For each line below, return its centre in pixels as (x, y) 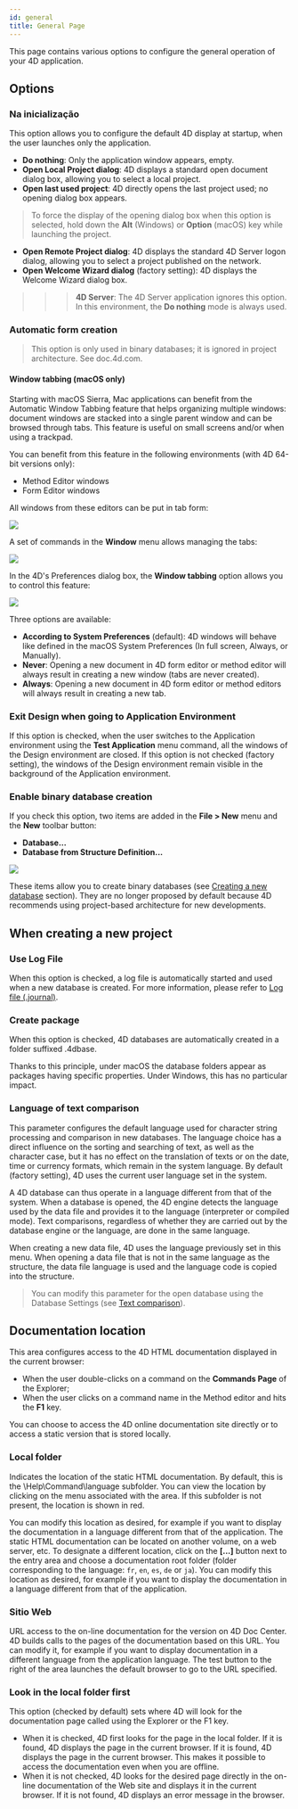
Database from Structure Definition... (93, 852)
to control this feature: (50, 585)
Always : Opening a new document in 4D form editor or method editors (152, 684)
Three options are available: (60, 619)
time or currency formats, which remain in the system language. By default (146, 1165)
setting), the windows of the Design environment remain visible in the (136, 764)
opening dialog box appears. (74, 198)
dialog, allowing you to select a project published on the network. (141, 261)
